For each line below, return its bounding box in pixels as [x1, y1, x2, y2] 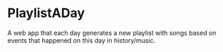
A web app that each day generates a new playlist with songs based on [7, 28, 217, 37]
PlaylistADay [7, 5, 85, 21]
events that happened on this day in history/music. [7, 36, 155, 44]
